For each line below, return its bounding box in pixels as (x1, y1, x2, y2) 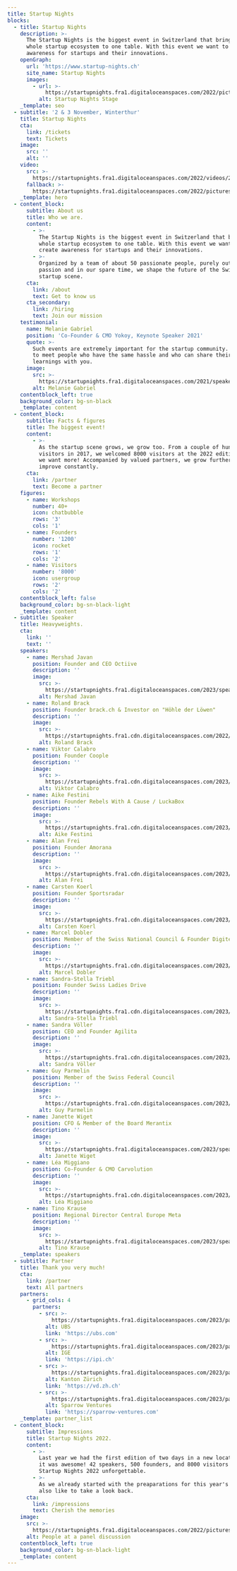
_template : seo (20, 102, 65, 109)
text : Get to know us (32, 292, 97, 300)
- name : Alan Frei (25, 837, 80, 844)
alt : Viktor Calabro (38, 785, 99, 792)
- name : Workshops (25, 496, 80, 503)
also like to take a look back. (38, 1487, 134, 1494)
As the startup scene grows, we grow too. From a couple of (38, 443, 219, 450)
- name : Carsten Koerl (25, 883, 93, 890)
